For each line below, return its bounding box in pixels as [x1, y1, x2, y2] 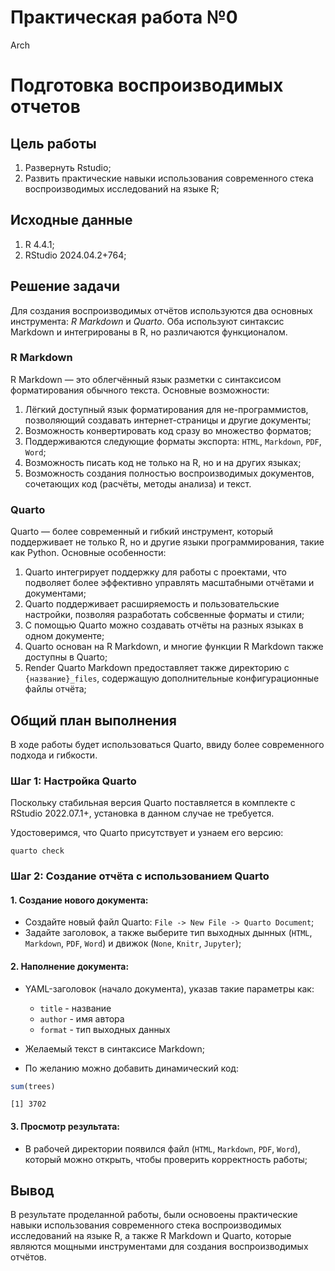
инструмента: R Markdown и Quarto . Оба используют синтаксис [10, 315, 285, 327]
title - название [39, 1002, 112, 1014]
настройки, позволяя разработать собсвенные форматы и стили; [24, 609, 305, 621]
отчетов [10, 96, 81, 118]
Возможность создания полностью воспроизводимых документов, [24, 467, 315, 479]
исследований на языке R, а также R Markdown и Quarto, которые [10, 1230, 292, 1242]
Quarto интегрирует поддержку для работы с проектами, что [24, 566, 287, 578]
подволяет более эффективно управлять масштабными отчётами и [24, 577, 315, 589]
